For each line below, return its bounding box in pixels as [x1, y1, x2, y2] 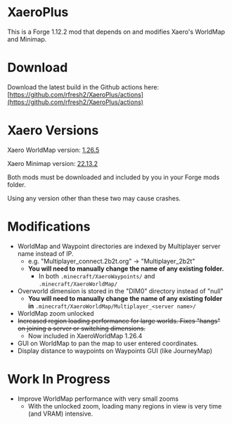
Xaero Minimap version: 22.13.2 [7, 159, 98, 167]
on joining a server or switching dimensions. [17, 324, 146, 333]
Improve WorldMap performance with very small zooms [17, 394, 179, 403]
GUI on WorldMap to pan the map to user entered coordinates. [17, 339, 199, 347]
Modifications [7, 219, 91, 234]
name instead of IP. [17, 249, 74, 257]
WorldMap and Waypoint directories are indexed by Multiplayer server [17, 242, 221, 250]
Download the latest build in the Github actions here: [7, 82, 160, 91]
